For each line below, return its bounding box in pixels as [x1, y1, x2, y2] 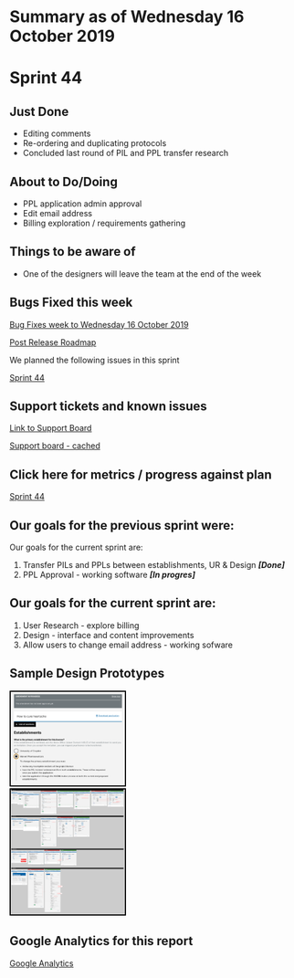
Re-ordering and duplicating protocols [22, 138, 167, 149]
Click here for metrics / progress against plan [9, 467, 272, 482]
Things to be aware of [9, 244, 136, 259]
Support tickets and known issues [9, 399, 207, 415]
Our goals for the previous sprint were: [9, 518, 235, 533]
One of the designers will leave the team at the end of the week [22, 268, 262, 279]
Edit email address [22, 208, 93, 218]
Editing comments [22, 128, 91, 139]
